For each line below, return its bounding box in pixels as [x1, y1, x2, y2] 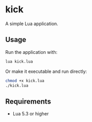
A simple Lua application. [5, 21, 59, 27]
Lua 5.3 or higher [12, 111, 49, 117]
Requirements [5, 97, 51, 106]
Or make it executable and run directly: [5, 68, 87, 74]
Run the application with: [5, 49, 58, 55]
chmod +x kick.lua [5, 78, 44, 83]
